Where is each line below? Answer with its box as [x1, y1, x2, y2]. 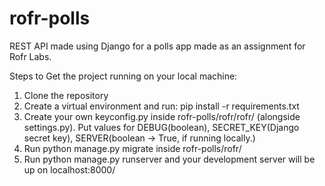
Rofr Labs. [9, 50, 52, 62]
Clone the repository [23, 89, 109, 101]
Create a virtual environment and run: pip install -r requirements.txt [23, 100, 300, 112]
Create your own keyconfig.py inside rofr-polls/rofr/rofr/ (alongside [23, 110, 301, 122]
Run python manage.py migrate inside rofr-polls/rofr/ [23, 142, 242, 154]
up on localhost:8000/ [23, 163, 116, 176]
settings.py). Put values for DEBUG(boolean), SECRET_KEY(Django [23, 121, 300, 133]
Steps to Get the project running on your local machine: [9, 70, 238, 82]
